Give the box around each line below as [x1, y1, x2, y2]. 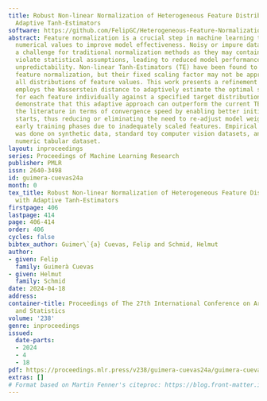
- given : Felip [8, 255, 59, 263]
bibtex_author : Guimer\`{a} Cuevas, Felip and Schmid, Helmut [8, 241, 219, 249]
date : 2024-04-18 [8, 285, 66, 293]
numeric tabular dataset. [15, 137, 102, 145]
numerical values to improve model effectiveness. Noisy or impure [15, 41, 244, 49]
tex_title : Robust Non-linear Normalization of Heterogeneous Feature [8, 188, 247, 197]
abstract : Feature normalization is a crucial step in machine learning [8, 33, 254, 42]
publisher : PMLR [8, 160, 62, 168]
